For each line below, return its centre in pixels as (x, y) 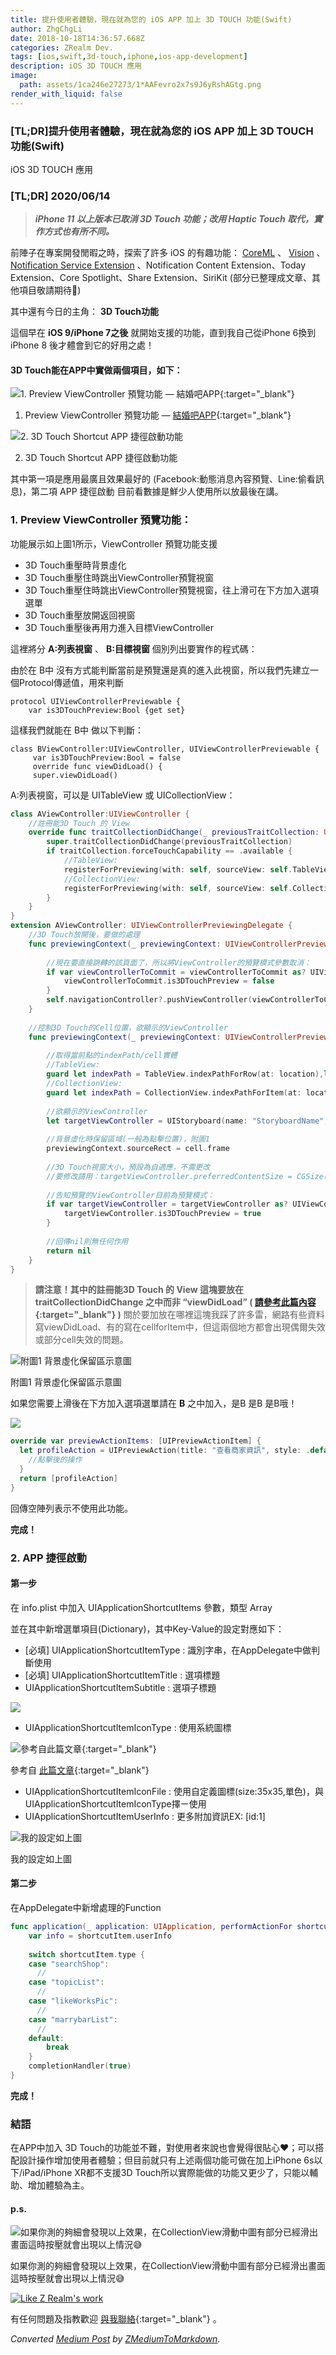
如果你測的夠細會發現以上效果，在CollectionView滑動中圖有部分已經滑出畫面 (168, 2266)
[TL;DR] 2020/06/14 (60, 196)
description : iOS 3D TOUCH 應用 (76, 66)
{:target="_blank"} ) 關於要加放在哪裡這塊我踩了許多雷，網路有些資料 (179, 1315)
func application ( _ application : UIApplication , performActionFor (151, 1927)
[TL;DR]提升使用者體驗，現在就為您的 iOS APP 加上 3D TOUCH (162, 131)
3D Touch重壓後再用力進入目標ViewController (119, 627)
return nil (69, 1251)
